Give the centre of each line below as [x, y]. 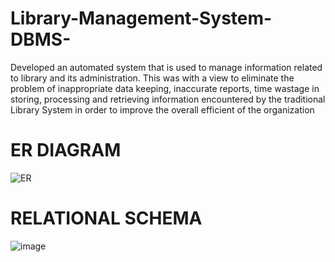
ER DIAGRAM [66, 150]
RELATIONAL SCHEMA [106, 218]
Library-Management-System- [141, 18]
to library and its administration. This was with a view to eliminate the [152, 78]
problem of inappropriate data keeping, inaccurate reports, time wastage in [165, 88]
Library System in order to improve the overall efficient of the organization [162, 109]
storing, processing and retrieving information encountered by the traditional [168, 99]
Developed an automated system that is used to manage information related [166, 67]
